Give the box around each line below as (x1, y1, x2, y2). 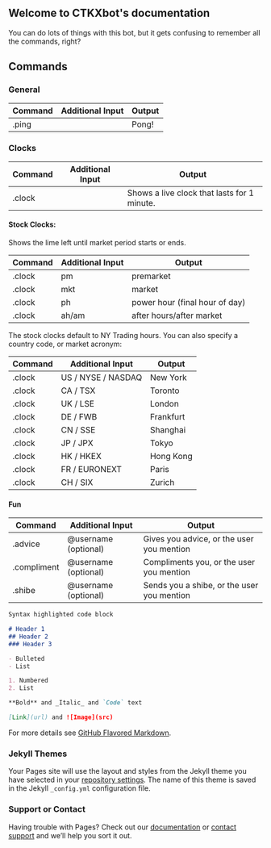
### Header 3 (8, 640, 52, 648)
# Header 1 (8, 625, 45, 633)
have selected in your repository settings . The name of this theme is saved (8, 775, 256, 785)
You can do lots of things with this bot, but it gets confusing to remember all (8, 27, 261, 37)
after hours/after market (131, 310, 223, 321)
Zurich (149, 477, 175, 487)
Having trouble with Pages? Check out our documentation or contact (8, 822, 236, 832)
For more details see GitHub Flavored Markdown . (8, 728, 172, 737)
